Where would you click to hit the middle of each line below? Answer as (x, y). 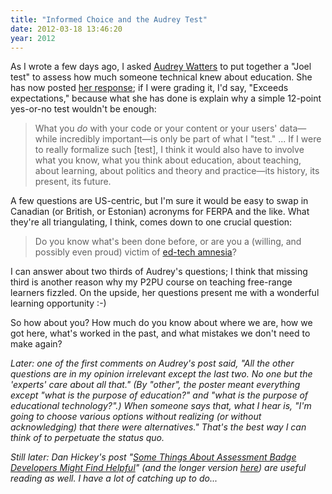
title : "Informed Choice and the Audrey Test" (109, 19)
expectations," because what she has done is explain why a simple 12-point (166, 98)
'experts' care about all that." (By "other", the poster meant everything (155, 385)
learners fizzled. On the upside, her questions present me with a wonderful (165, 293)
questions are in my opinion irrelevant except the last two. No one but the (161, 374)
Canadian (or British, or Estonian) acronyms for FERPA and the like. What (160, 212)
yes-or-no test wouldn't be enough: (83, 109)
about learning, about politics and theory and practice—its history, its (177, 171)
